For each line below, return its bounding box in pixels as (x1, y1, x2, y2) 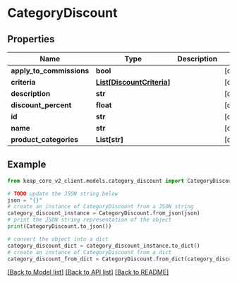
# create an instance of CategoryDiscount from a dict (7, 248, 172, 255)
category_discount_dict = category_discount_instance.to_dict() (7, 242, 200, 249)
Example (7, 159, 47, 171)
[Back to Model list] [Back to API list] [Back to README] (7, 268, 169, 277)
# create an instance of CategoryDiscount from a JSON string (7, 203, 194, 210)
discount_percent (11, 100, 72, 110)
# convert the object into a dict (7, 235, 109, 243)
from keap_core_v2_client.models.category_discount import (7, 177, 185, 184)
